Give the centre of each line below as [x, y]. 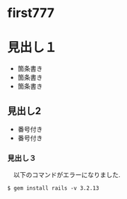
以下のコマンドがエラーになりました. [67, 175]
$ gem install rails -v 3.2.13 [53, 188]
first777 [31, 13]
